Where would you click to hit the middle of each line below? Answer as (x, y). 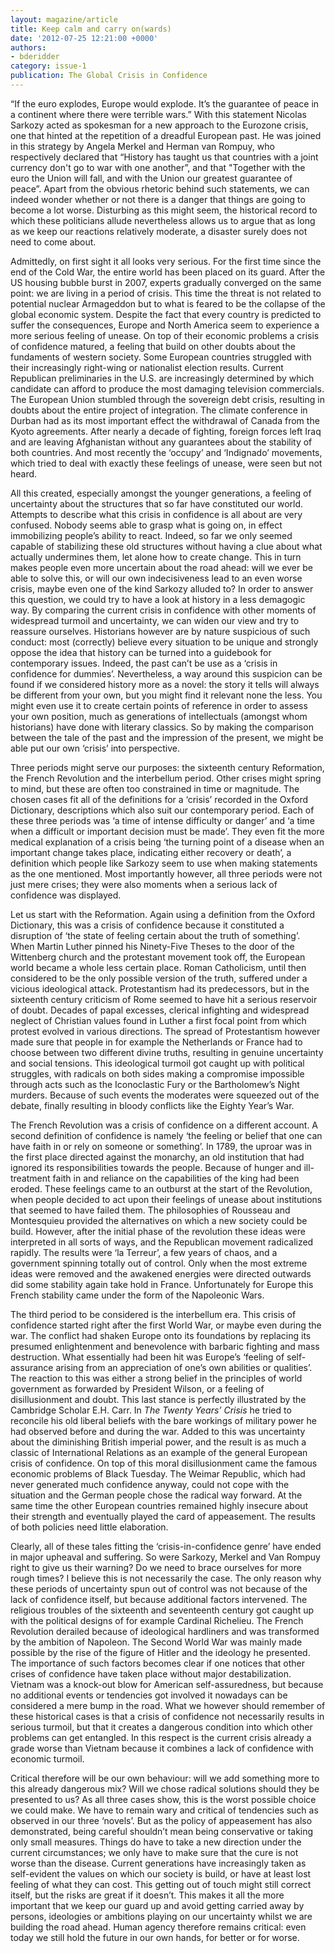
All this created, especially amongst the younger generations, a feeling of (161, 493)
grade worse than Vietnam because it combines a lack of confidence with (162, 1748)
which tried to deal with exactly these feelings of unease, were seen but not (166, 463)
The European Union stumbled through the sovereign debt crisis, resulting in (167, 399)
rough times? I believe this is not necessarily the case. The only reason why (166, 1578)
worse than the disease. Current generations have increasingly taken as (158, 1863)
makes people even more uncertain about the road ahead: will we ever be (161, 567)
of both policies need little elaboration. (89, 1527)
